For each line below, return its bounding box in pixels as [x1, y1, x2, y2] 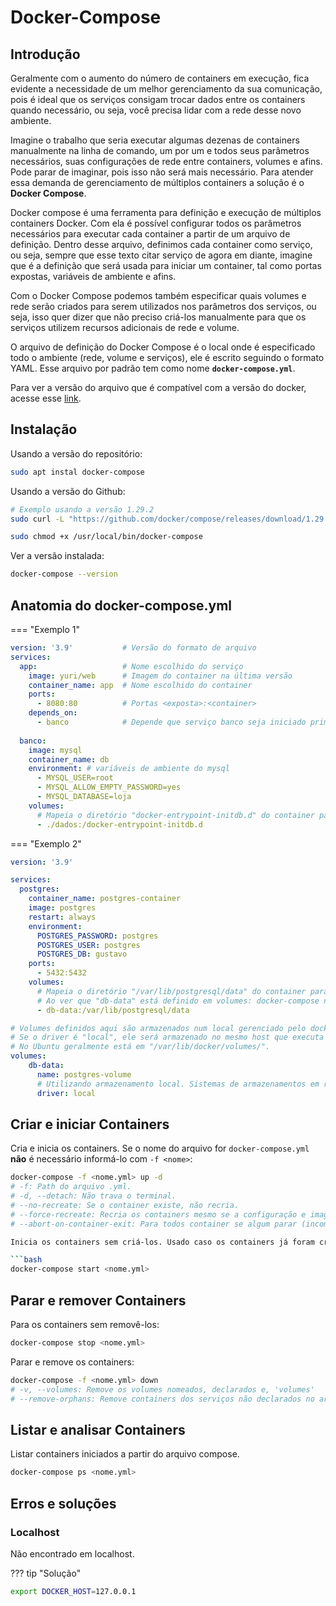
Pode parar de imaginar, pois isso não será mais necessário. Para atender [10, 166, 314, 178]
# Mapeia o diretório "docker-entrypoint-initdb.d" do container [36, 810, 315, 820]
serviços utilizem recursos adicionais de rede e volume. [10, 322, 240, 333]
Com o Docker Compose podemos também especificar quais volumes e [10, 290, 307, 301]
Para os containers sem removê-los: [10, 1319, 160, 1330]
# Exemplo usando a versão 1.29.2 [10, 504, 155, 515]
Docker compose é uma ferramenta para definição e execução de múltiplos [10, 207, 322, 218]
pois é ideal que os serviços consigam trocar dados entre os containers [10, 94, 306, 105]
